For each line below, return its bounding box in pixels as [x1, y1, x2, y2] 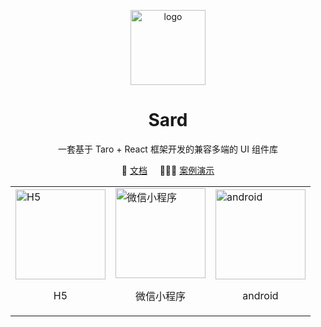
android [242, 288, 279, 302]
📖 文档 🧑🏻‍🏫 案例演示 [121, 164, 215, 176]
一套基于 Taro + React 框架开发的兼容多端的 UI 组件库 [58, 143, 278, 155]
